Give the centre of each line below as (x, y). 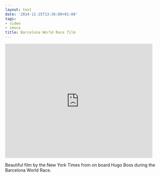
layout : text (18, 10)
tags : (11, 19)
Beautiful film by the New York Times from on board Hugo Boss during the (80, 165)
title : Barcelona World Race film (40, 32)
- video (13, 23)
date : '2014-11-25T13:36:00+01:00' (41, 14)
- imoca (13, 28)
